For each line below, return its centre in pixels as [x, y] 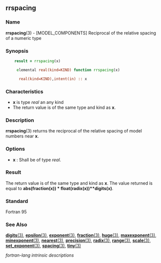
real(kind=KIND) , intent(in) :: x [53, 79]
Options [15, 149]
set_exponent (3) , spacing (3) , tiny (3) [43, 246]
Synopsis [17, 51]
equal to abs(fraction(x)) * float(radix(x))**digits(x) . [59, 188]
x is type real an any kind [38, 102]
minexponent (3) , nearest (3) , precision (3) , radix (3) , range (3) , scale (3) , [78, 240]
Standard [17, 201]
